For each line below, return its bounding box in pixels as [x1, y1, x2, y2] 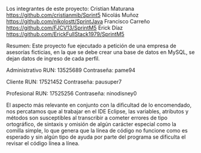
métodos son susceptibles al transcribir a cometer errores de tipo [6, 114, 167, 121]
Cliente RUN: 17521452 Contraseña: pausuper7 [6, 78, 122, 85]
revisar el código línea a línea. [6, 140, 80, 146]
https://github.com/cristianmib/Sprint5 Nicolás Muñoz [6, 11, 139, 19]
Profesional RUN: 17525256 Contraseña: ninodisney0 [6, 90, 137, 97]
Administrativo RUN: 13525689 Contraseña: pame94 [6, 67, 136, 74]
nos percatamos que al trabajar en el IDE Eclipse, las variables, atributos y [6, 108, 189, 115]
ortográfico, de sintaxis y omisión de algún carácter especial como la [6, 121, 176, 128]
